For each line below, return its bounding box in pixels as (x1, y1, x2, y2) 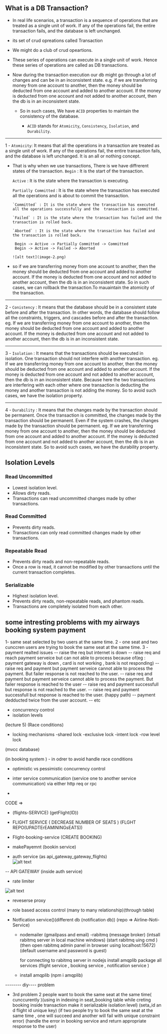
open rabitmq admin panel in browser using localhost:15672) (31, 942, 156, 948)
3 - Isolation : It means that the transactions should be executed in (5, 350, 144, 356)
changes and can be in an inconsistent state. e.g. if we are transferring (12, 77, 158, 83)
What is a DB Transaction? (5, 4, 88, 12)
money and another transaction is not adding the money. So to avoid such (5, 387, 157, 393)
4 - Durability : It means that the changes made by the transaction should (5, 407, 158, 413)
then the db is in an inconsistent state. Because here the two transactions (5, 376, 156, 383)
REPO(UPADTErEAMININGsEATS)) (12, 825, 83, 831)
